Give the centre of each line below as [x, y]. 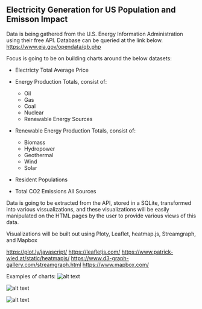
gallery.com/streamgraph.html [44, 264]
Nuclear [34, 112]
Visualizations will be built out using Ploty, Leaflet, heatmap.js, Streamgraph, [101, 234]
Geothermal [39, 155]
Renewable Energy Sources [58, 119]
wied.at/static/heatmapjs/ [38, 258]
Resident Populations [41, 179]
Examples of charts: [31, 276]
